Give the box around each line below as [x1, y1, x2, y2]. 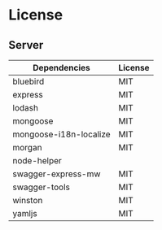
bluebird [12, 76, 45, 87]
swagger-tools [12, 181, 71, 193]
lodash [12, 102, 39, 113]
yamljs [12, 208, 38, 219]
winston [12, 195, 43, 206]
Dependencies [32, 63, 91, 73]
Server [8, 38, 44, 52]
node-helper [12, 155, 63, 166]
